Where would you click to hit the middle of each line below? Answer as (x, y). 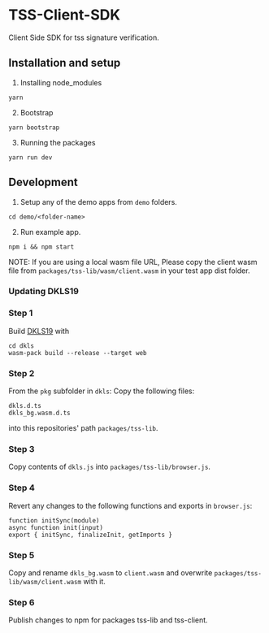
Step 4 (22, 488)
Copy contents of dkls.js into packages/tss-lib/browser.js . (110, 467)
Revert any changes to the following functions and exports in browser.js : (130, 505)
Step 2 (22, 373)
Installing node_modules (61, 82)
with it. (94, 581)
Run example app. (50, 232)
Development (43, 182)
